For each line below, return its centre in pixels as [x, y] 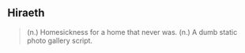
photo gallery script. [59, 40]
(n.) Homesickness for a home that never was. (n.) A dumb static [132, 32]
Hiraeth [26, 13]
